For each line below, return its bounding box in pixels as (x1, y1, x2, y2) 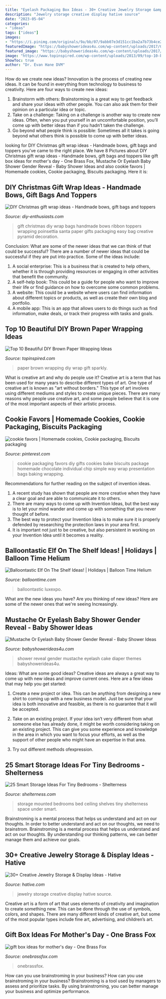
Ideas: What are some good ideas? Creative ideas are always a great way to (5, 671, 160, 677)
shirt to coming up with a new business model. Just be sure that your (12, 696, 153, 702)
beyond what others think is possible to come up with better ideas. (12, 133, 148, 139)
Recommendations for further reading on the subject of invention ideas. (5, 480, 151, 486)
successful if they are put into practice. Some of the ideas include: (5, 253, 140, 260)
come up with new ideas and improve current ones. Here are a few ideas (5, 676, 153, 681)
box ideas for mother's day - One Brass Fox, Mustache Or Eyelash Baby (5, 158, 151, 164)
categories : (5, 21, 30, 26)
